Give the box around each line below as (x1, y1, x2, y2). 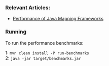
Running (5, 28, 27, 36)
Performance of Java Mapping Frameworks (12, 16, 104, 22)
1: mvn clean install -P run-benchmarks (5, 50, 90, 56)
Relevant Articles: (5, 4, 51, 11)
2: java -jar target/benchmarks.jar (5, 55, 81, 61)
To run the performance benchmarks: (5, 40, 84, 46)
